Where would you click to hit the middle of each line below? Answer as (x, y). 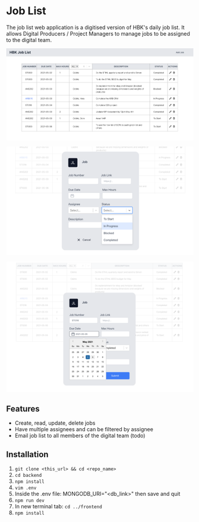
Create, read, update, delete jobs (55, 423)
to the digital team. (29, 40)
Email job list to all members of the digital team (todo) (80, 436)
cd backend (28, 476)
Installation (27, 454)
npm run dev (29, 501)
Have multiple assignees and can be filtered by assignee (84, 429)
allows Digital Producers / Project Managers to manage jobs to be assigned (98, 33)
